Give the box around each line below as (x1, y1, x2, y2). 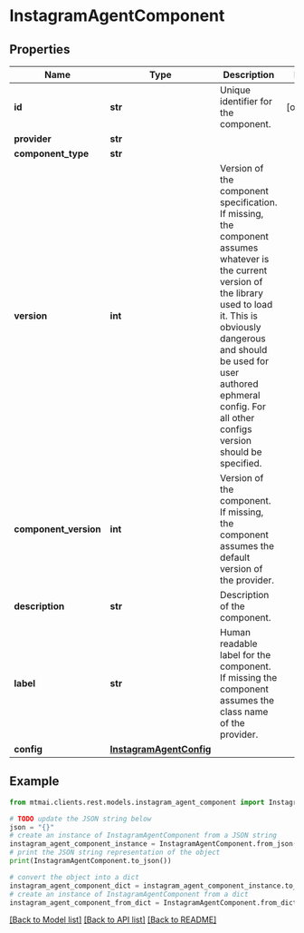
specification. (220, 196, 278, 209)
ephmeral (220, 389, 261, 401)
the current (220, 264, 268, 277)
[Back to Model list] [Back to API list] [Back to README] (9, 914, 217, 926)
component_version (14, 523, 101, 535)
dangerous (220, 332, 266, 345)
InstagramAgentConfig (109, 743, 212, 755)
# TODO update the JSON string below (9, 814, 152, 823)
